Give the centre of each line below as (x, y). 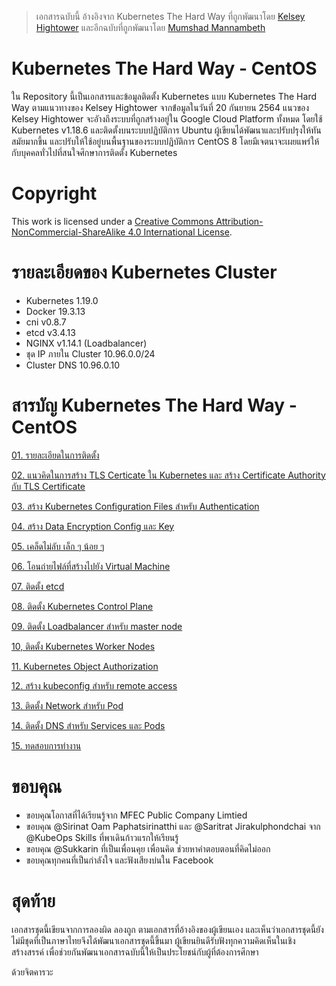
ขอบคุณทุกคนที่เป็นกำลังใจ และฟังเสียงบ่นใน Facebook (119, 860)
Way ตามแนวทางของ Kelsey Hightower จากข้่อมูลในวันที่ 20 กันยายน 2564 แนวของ (160, 107)
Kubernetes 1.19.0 (62, 300)
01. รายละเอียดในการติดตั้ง (55, 455)
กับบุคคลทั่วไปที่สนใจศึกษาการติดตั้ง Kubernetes (94, 152)
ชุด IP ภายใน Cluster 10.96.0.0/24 (90, 353)
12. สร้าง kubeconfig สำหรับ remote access (94, 685)
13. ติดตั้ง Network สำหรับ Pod (67, 705)
